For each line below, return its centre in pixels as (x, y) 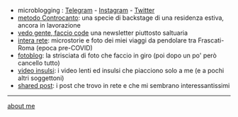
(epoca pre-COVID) (65, 48)
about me (21, 106)
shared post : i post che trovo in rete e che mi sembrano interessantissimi (124, 85)
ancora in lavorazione (49, 25)
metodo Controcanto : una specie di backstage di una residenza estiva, (121, 18)
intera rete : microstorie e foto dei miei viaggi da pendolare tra (107, 40)
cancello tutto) (39, 63)
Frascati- (211, 40)
